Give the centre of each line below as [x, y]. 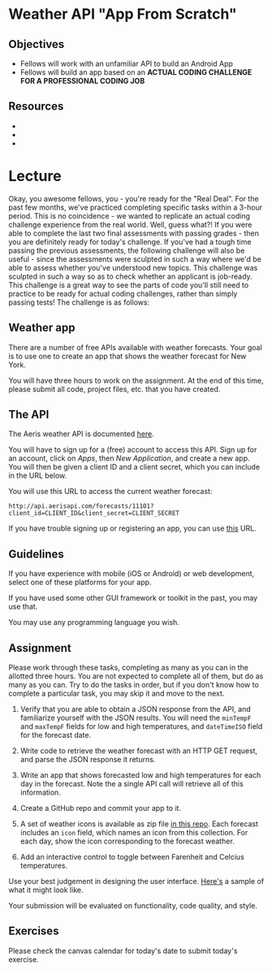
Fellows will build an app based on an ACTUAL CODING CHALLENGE [136, 72]
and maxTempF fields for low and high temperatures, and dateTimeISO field [141, 726]
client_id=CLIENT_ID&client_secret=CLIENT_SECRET [94, 514]
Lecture [35, 176]
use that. [23, 607]
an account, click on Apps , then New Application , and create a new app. [129, 458]
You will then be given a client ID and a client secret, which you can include [134, 467]
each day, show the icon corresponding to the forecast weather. [127, 841]
